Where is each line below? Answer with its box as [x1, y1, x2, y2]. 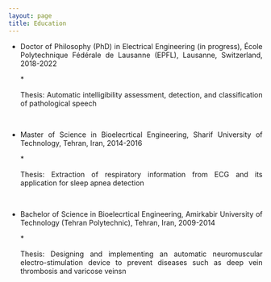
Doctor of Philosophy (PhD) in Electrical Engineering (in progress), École [19, 41, 263, 51]
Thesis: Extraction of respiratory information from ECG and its [19, 169, 263, 179]
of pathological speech [19, 98, 97, 108]
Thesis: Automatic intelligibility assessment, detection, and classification [19, 89, 263, 99]
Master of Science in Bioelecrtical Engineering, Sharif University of [19, 130, 263, 139]
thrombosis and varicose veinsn [19, 266, 127, 276]
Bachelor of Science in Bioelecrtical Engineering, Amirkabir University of [19, 209, 263, 218]
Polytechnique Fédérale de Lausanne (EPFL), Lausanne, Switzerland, [19, 50, 263, 60]
